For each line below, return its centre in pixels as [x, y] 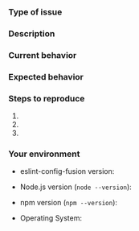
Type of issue [35, 12]
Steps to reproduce [47, 98]
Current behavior [43, 55]
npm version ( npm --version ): [69, 203]
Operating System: [51, 218]
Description [32, 33]
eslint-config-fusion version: [67, 171]
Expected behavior [46, 76]
